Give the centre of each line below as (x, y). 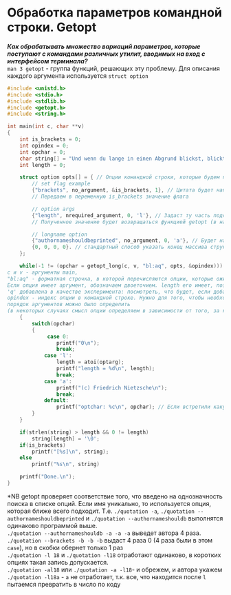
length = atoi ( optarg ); (90, 362)
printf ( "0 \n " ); (78, 343)
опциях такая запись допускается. (58, 562)
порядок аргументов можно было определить (69, 305)
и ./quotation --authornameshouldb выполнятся (154, 518)
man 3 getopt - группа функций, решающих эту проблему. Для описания (113, 68)
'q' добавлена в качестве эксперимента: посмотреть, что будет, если (109, 292)
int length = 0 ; (43, 165)
